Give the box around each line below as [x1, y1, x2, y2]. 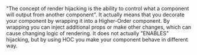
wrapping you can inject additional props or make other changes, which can [6, 23, 192, 30]
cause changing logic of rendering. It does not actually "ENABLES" [6, 30, 169, 37]
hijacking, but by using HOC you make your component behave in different [6, 36, 188, 43]
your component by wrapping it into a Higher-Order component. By [6, 18, 170, 24]
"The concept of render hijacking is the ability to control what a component [6, 5, 189, 12]
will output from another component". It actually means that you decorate [6, 11, 185, 18]
